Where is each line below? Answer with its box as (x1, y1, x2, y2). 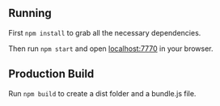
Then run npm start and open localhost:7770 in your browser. (8, 44, 214, 53)
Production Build (8, 67, 95, 81)
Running (8, 6, 53, 20)
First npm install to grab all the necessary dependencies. (8, 28, 201, 37)
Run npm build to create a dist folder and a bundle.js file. (8, 88, 197, 98)
